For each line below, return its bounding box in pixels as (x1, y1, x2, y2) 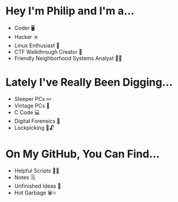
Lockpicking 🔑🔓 (14, 124, 54, 131)
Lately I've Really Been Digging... (5, 76, 173, 89)
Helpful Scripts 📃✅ (14, 167, 60, 174)
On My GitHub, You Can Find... (5, 148, 160, 161)
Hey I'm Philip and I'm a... (5, 4, 135, 18)
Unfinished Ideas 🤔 (14, 182, 62, 189)
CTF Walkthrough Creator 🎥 (14, 48, 83, 55)
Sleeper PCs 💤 (14, 95, 52, 102)
